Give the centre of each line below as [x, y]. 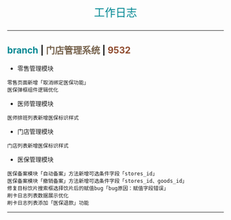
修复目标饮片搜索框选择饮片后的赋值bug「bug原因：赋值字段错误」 [88, 188]
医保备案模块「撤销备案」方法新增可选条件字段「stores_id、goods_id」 [97, 181]
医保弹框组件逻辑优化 [33, 90]
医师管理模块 [35, 103]
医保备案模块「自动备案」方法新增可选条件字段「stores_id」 [82, 174]
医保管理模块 [35, 159]
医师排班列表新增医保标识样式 [43, 118]
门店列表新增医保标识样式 [38, 146]
